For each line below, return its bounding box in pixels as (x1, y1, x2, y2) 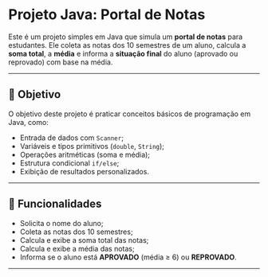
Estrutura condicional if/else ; (19, 158, 120, 168)
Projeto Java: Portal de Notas (8, 6, 206, 24)
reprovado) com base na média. (8, 57, 113, 67)
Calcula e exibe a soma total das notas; (19, 235, 149, 244)
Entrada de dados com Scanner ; (19, 133, 124, 142)
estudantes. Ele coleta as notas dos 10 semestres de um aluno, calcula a (8, 40, 246, 49)
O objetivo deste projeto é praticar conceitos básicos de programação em (8, 109, 251, 119)
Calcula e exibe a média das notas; (19, 244, 135, 253)
